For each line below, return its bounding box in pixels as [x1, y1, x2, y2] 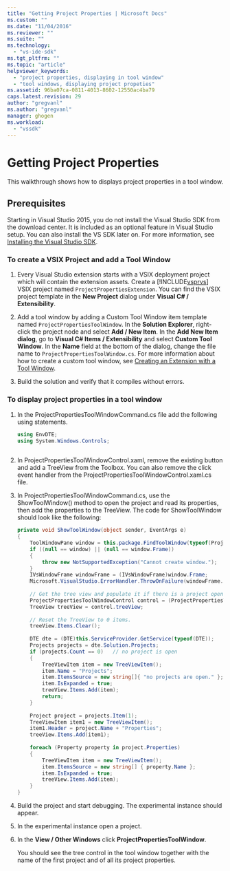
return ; [42, 693, 64, 700]
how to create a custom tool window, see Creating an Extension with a [16, 357, 216, 365]
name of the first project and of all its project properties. [16, 856, 176, 864]
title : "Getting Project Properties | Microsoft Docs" [7, 10, 168, 17]
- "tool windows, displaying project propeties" [13, 80, 155, 87]
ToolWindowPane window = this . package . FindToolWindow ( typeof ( [30, 539, 211, 547]
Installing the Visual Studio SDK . [7, 238, 98, 246]
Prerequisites [7, 197, 66, 209]
